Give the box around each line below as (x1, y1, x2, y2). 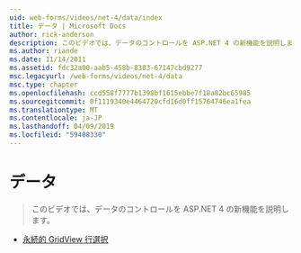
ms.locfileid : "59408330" (9, 131, 106, 140)
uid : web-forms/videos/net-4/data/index (9, 13, 164, 23)
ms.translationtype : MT (9, 105, 99, 114)
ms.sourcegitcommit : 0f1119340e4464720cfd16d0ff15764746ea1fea (9, 96, 252, 106)
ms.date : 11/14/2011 (9, 55, 87, 64)
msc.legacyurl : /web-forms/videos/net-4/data (9, 72, 182, 81)
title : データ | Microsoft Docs (9, 22, 127, 31)
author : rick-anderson (9, 30, 94, 39)
